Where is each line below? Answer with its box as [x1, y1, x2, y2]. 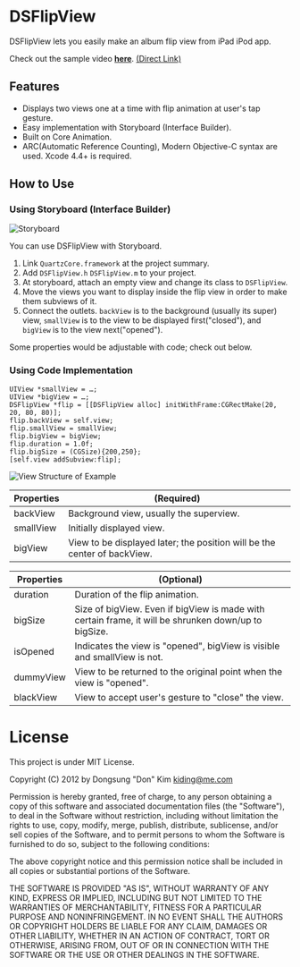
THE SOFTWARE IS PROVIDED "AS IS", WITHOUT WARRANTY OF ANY [9, 883, 270, 894]
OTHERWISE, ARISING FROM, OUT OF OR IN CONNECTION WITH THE [9, 939, 270, 950]
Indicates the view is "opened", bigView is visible [74, 640, 280, 652]
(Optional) [158, 573, 203, 585]
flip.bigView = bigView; [9, 431, 102, 440]
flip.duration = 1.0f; [9, 439, 94, 448]
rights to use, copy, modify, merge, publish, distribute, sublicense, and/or [9, 819, 279, 830]
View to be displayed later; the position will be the [68, 536, 276, 548]
